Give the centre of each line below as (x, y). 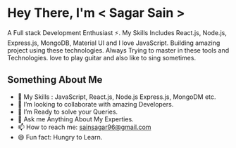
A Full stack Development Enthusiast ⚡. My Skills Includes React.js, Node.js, (117, 32)
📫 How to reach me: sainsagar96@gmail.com (84, 127)
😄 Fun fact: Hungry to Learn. (60, 137)
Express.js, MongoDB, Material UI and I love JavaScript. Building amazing (114, 43)
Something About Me (55, 80)
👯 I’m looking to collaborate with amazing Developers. (95, 104)
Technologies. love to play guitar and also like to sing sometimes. (101, 58)
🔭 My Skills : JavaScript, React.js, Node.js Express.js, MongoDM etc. (117, 97)
